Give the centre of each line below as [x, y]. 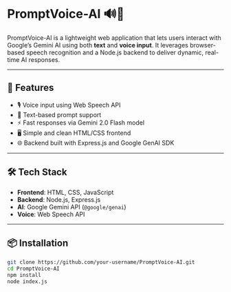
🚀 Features [31, 88]
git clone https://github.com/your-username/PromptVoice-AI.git [101, 262]
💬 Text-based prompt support [59, 114]
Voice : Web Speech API [51, 214]
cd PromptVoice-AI [33, 269]
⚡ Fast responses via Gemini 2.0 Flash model [81, 123]
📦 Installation [38, 243]
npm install [24, 275]
